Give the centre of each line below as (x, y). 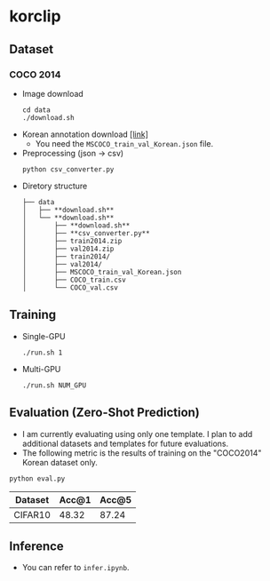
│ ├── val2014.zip (68, 249)
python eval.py (37, 478)
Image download (53, 93)
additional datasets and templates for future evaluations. (125, 443)
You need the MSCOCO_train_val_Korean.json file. (124, 143)
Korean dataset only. (60, 462)
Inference (36, 546)
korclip (35, 16)
